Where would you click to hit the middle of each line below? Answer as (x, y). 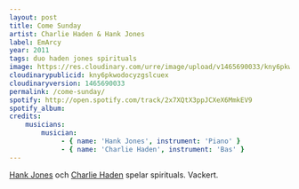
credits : (25, 116)
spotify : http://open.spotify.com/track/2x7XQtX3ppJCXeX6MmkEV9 (131, 100)
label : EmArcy (36, 42)
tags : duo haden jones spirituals (73, 59)
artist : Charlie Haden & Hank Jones (77, 34)
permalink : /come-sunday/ (57, 91)
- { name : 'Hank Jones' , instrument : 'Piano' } (151, 141)
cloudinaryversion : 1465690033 (67, 83)
